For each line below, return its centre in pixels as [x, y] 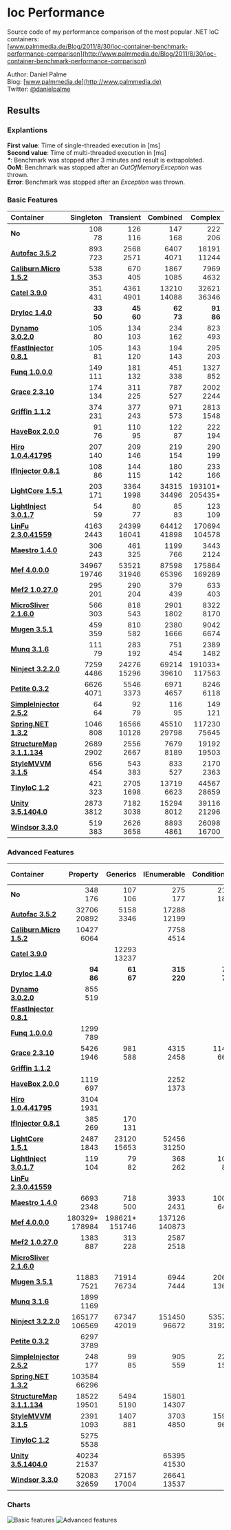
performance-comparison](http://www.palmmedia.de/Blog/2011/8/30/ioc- [112, 54]
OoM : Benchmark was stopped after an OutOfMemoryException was [104, 167]
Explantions [27, 130]
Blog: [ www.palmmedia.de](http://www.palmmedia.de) [84, 81]
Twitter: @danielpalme [39, 89]
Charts [19, 1505]
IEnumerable [164, 874]
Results [24, 111]
